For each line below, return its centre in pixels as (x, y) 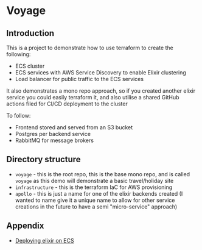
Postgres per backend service (53, 134)
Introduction (30, 33)
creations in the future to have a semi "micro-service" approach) (96, 206)
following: (19, 54)
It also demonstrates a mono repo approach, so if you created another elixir (101, 91)
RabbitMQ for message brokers (54, 140)
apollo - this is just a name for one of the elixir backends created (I (99, 193)
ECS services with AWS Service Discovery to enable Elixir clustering (101, 73)
